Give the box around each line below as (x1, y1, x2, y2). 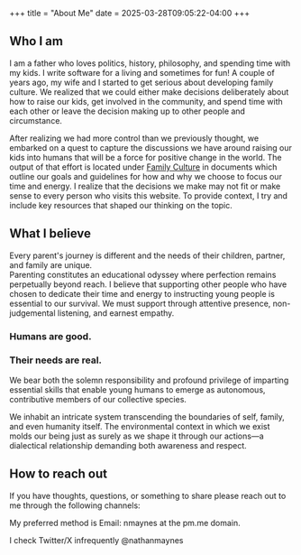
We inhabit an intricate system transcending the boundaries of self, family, (9, 411, 286, 422)
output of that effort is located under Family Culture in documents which (9, 162, 278, 172)
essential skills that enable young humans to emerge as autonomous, (9, 384, 266, 395)
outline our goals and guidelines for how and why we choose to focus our (9, 171, 282, 181)
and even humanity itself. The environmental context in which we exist (9, 421, 270, 431)
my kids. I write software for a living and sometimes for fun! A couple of (9, 67, 275, 78)
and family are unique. (9, 259, 93, 270)
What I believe (9, 226, 92, 242)
